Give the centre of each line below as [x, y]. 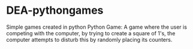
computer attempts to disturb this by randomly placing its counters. [89, 39]
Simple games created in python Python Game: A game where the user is [97, 27]
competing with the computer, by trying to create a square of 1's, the [91, 33]
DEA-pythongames [55, 10]
